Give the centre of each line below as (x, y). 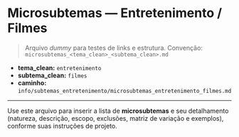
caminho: (32, 82)
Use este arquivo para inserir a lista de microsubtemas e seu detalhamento (118, 111)
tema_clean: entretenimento (59, 67)
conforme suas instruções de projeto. (62, 126)
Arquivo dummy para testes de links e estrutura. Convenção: (113, 48)
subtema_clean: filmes (52, 75)
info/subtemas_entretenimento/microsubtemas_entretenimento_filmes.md (124, 91)
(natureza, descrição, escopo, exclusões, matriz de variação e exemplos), (116, 118)
